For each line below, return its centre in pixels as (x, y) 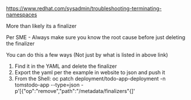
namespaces (22, 15)
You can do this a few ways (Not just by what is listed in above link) (87, 55)
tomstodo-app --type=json (47, 85)
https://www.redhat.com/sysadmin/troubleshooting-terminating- (84, 8)
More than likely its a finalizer (42, 26)
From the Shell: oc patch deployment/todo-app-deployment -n (90, 79)
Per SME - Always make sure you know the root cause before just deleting (96, 37)
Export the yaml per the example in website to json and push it (90, 72)
